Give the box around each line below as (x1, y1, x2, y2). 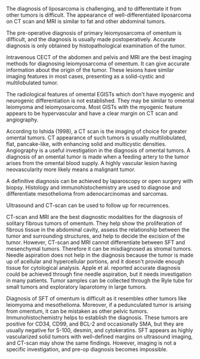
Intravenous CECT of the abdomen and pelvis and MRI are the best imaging (6, 54, 192, 60)
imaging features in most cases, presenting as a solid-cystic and (6, 73, 165, 80)
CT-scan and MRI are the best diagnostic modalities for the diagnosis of (6, 214, 183, 220)
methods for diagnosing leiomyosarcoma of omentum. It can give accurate (6, 60, 190, 67)
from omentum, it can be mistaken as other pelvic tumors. (6, 308, 149, 315)
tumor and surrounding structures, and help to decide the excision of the (6, 233, 185, 239)
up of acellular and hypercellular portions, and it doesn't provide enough (6, 258, 184, 265)
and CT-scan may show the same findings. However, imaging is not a (6, 339, 177, 346)
